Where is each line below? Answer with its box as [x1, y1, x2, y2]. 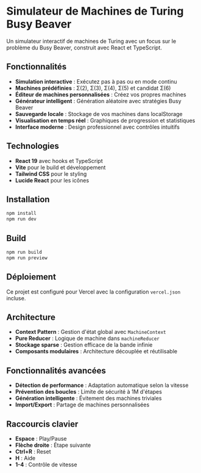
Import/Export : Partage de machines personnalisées [15, 401, 150, 408]
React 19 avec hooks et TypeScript [15, 157, 103, 164]
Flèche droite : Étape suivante [15, 441, 91, 449]
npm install [6, 211, 37, 217]
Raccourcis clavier [6, 419, 79, 429]
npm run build [6, 249, 43, 255]
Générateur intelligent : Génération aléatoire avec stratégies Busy [15, 97, 182, 104]
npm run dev [6, 216, 37, 222]
